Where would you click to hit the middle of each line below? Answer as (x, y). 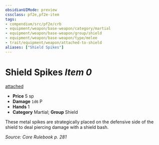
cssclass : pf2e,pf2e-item (32, 15)
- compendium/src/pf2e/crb (33, 24)
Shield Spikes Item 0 (48, 72)
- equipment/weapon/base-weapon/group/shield (53, 33)
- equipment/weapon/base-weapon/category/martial (58, 29)
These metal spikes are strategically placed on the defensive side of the (79, 122)
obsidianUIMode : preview (31, 10)
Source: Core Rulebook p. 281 (36, 137)
